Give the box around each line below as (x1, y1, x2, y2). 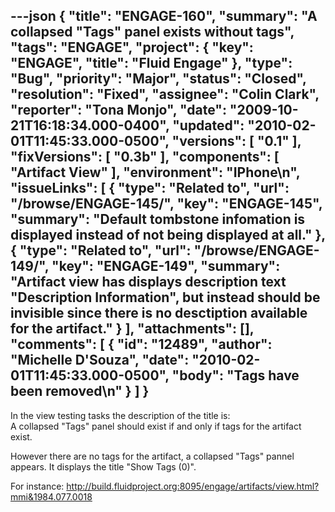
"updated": (172, 117, 245, 134)
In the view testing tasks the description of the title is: (10, 409, 231, 421)
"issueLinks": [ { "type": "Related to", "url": (10, 180, 290, 197)
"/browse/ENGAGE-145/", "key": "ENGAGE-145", (10, 195, 323, 213)
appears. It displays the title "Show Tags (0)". (10, 460, 197, 473)
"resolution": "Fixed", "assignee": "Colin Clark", (10, 86, 320, 103)
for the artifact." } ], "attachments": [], (10, 320, 255, 338)
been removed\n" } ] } (10, 383, 150, 400)
